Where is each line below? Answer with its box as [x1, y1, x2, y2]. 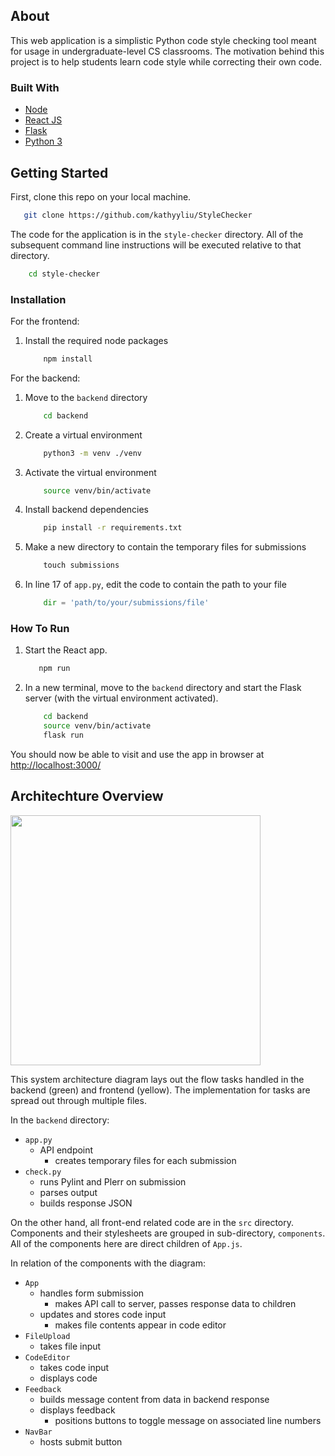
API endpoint [39, 1144, 94, 1156]
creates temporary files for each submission [54, 1154, 237, 1166]
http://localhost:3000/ [10, 759, 102, 771]
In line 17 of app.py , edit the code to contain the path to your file [24, 579, 287, 591]
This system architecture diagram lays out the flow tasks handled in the [10, 1073, 305, 1085]
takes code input [39, 1361, 110, 1373]
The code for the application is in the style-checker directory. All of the [10, 228, 304, 240]
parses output [39, 1186, 98, 1198]
